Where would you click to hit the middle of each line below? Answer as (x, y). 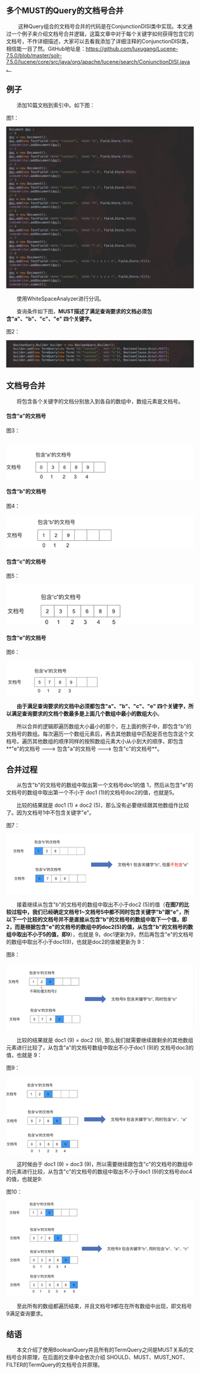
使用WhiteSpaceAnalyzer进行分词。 (61, 298)
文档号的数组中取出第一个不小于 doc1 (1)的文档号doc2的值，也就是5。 (92, 792)
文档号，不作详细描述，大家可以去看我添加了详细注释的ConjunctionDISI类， (99, 41)
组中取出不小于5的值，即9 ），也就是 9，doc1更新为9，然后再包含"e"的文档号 (100, 934)
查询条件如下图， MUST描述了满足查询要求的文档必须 (82, 311)
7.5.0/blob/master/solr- (34, 55)
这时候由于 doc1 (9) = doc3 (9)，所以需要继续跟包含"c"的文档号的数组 (102, 1164)
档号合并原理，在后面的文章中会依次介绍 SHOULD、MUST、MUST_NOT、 (97, 1357)
